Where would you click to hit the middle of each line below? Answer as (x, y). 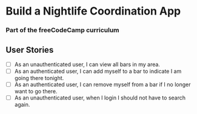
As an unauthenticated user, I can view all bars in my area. (87, 64)
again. (22, 105)
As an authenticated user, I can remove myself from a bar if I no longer (102, 85)
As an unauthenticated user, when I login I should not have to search (100, 98)
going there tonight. (39, 78)
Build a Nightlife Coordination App (93, 11)
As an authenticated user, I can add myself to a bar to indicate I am (98, 71)
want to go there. (36, 92)
